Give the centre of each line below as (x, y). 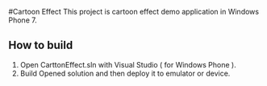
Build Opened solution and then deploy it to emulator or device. (125, 73)
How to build (41, 45)
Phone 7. (23, 20)
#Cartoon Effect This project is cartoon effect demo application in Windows (134, 12)
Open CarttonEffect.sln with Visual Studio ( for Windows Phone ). (128, 64)
